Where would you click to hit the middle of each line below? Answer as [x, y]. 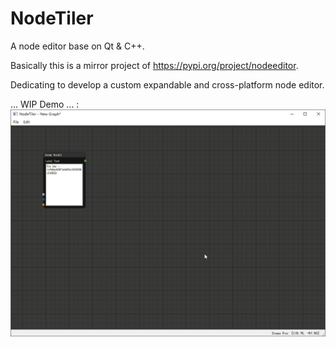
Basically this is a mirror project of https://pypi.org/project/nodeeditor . [154, 65]
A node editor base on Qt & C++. [77, 46]
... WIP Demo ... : [45, 104]
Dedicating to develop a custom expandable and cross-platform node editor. [167, 84]
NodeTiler [52, 18]
